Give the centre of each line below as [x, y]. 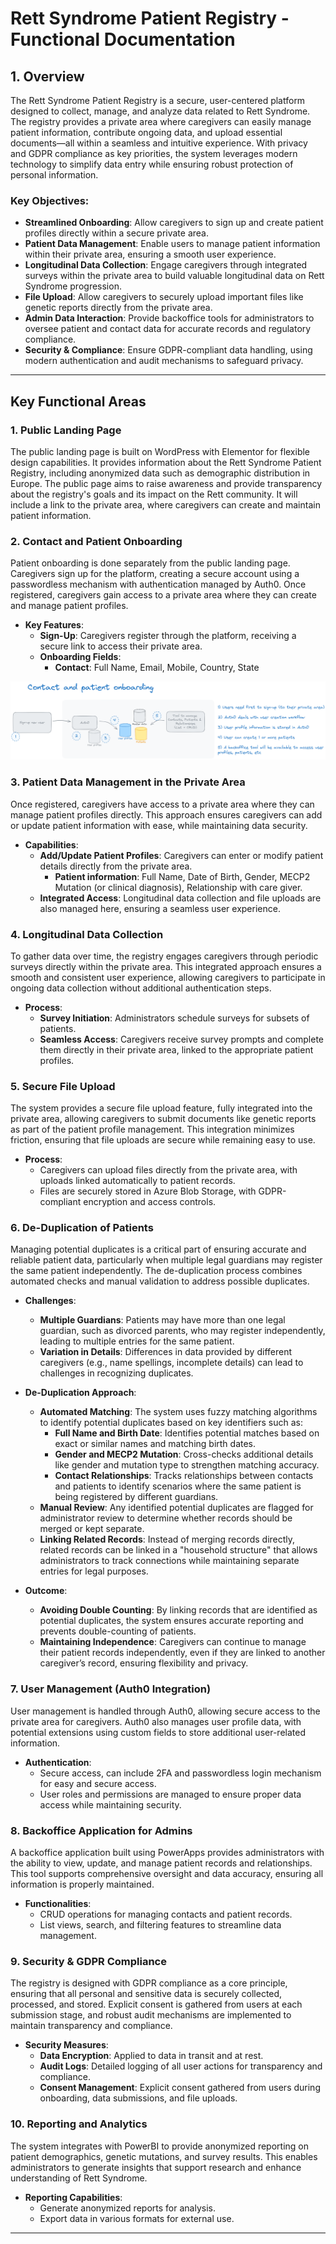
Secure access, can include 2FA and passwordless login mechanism [180, 1773]
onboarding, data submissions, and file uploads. [138, 2098]
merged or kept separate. [92, 1529]
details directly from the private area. [116, 866]
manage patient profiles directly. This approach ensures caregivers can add [166, 814]
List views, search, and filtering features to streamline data [160, 1925]
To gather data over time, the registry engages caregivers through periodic [164, 956]
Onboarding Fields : [80, 657]
